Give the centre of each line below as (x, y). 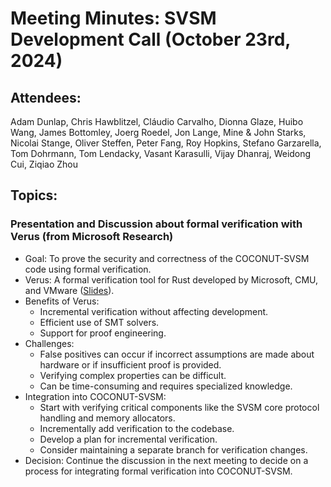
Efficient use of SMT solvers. (99, 322)
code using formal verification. (88, 269)
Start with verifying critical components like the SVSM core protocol (179, 407)
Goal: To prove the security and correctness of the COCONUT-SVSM (167, 258)
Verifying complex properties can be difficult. (133, 375)
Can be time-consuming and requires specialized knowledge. (166, 386)
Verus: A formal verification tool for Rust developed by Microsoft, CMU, (171, 279)
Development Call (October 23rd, (150, 39)
